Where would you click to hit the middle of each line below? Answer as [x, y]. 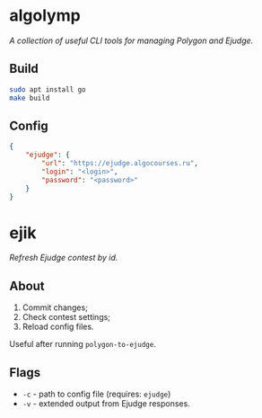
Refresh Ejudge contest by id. [64, 258]
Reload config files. [58, 327]
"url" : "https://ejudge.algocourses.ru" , [120, 164]
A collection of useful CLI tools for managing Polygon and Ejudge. [131, 40]
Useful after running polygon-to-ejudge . [83, 344]
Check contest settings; [66, 317]
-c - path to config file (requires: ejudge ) [96, 394]
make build [30, 98]
